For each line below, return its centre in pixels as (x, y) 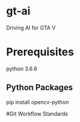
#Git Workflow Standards (37, 114)
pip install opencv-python (38, 102)
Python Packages (40, 87)
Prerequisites (40, 52)
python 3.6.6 (22, 69)
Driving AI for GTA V (31, 28)
